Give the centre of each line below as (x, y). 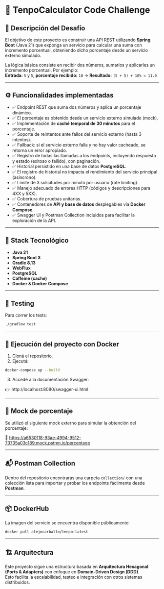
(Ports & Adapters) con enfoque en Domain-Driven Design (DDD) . (72, 572)
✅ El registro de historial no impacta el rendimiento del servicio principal (85, 172)
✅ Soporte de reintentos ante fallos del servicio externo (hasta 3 (77, 134)
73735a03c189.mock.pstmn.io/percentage (48, 442)
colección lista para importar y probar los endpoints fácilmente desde (75, 483)
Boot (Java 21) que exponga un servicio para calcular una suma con (74, 45)
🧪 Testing (20, 304)
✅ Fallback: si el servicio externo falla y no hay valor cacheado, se (79, 145)
